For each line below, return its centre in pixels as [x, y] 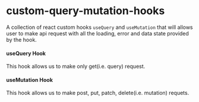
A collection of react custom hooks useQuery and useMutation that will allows [99, 27]
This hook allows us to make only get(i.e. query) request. [76, 67]
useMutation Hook [30, 80]
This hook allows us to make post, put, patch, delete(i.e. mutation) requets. [98, 93]
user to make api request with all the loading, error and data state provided [97, 33]
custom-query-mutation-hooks [86, 11]
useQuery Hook [26, 53]
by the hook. [21, 40]
